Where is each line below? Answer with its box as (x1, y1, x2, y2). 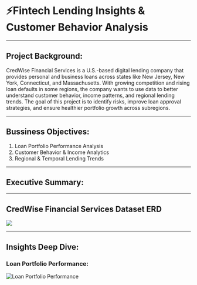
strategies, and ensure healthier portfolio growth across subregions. (6, 104, 171, 111)
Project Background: (6, 51, 83, 61)
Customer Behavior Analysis (6, 21, 148, 34)
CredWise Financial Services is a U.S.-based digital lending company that (6, 66, 184, 73)
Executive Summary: (6, 177, 84, 187)
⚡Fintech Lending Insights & (6, 4, 145, 18)
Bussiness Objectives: (6, 127, 90, 137)
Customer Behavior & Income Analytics (14, 149, 110, 156)
